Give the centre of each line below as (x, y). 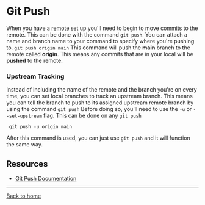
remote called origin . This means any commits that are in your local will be (100, 54)
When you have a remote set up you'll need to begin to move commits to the (102, 28)
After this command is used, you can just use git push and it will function (98, 138)
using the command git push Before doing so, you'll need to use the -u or (99, 109)
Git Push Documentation (46, 179)
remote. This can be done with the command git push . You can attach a (97, 34)
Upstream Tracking (35, 76)
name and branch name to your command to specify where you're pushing (100, 41)
